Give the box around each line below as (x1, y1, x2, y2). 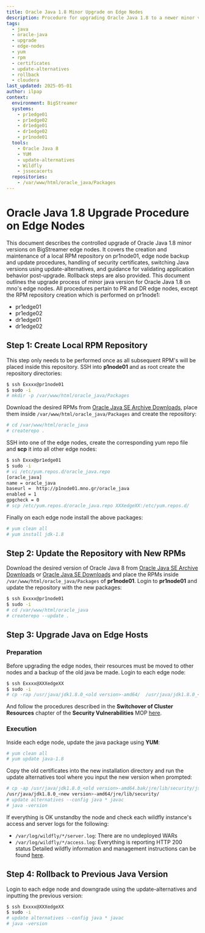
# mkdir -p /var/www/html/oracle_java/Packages (6, 393, 130, 399)
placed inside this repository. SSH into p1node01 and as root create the (6, 363, 185, 370)
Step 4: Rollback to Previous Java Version (6, 869, 168, 880)
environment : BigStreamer (12, 100, 78, 106)
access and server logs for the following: (6, 820, 109, 827)
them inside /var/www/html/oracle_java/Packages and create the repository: (6, 411, 197, 418)
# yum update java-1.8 (6, 756, 64, 762)
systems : (12, 105, 34, 112)
